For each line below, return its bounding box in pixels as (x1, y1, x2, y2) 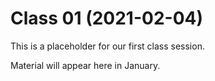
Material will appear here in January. (10, 59, 161, 71)
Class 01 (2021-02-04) (10, 7, 203, 30)
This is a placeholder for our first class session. (10, 40, 205, 52)
